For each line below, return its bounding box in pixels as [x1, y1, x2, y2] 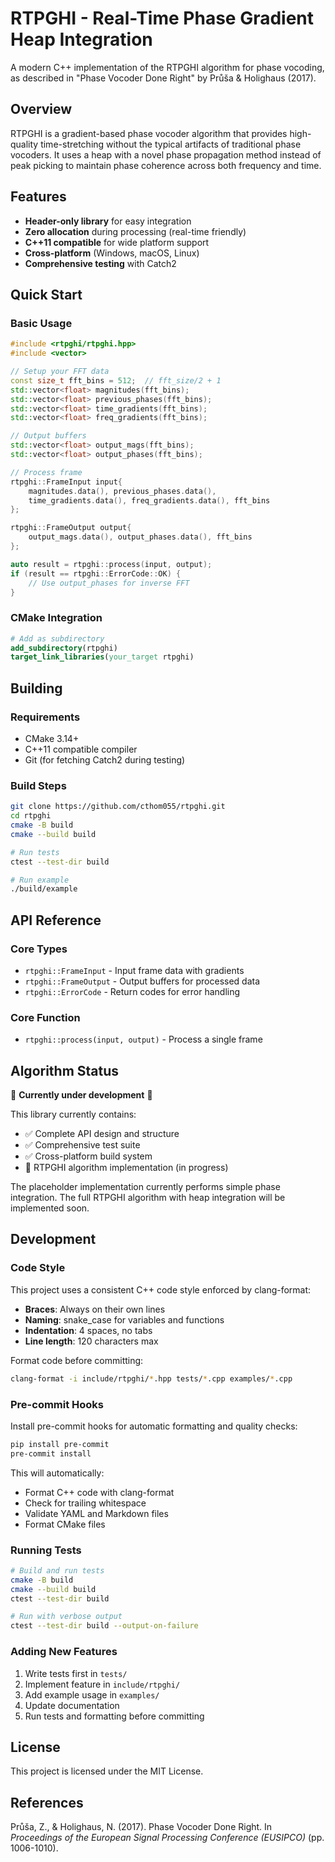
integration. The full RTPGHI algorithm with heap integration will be [10, 1192, 286, 1204]
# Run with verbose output [10, 1612, 123, 1622]
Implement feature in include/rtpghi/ [24, 1678, 181, 1690]
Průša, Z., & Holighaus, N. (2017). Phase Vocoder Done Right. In [10, 1821, 273, 1833]
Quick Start [10, 286, 83, 303]
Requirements [10, 710, 81, 724]
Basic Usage [10, 316, 73, 330]
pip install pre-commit [10, 1439, 110, 1449]
